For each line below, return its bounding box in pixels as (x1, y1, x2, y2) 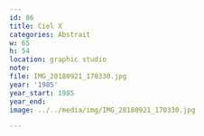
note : (9, 64, 30, 73)
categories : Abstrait (9, 30, 91, 39)
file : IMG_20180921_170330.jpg (9, 72, 127, 81)
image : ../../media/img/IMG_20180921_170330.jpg (9, 105, 196, 114)
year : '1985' (9, 80, 59, 89)
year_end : (9, 96, 47, 106)
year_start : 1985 (9, 88, 75, 97)
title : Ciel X (9, 22, 63, 31)
